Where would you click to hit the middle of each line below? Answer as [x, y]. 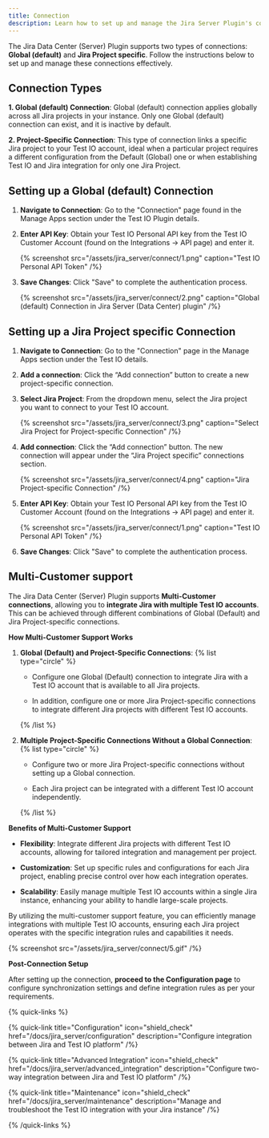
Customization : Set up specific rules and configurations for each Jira [134, 867]
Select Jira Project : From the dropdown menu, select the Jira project [134, 398]
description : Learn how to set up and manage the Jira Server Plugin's [130, 23]
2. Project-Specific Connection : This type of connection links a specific [128, 140]
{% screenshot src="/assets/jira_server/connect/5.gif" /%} [105, 948]
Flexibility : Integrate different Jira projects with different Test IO [125, 843]
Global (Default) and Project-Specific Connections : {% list [118, 652]
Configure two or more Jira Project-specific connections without [138, 764]
